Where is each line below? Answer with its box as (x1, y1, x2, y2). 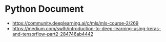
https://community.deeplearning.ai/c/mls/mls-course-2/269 (12, 20, 139, 26)
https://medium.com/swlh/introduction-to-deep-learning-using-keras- (12, 25, 161, 31)
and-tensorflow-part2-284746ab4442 (12, 31, 94, 37)
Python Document (5, 3, 84, 15)
